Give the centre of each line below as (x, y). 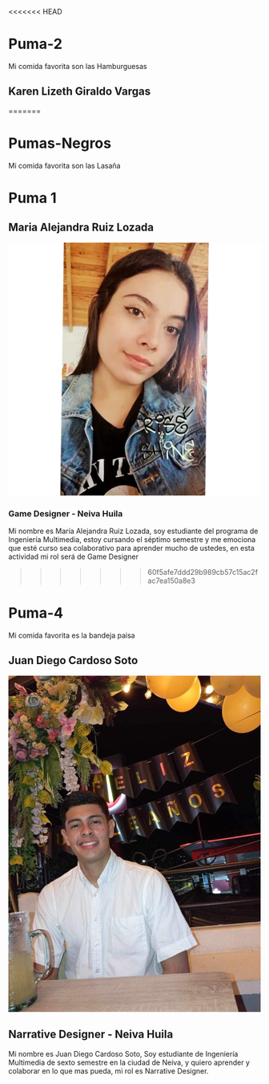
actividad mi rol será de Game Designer (73, 556)
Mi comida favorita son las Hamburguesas (78, 66)
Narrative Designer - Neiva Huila (91, 1035)
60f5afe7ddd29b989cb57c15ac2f (203, 572)
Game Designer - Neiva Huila (66, 513)
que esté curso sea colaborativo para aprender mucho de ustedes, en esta (131, 548)
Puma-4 (36, 613)
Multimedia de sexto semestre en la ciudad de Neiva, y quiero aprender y (129, 1062)
